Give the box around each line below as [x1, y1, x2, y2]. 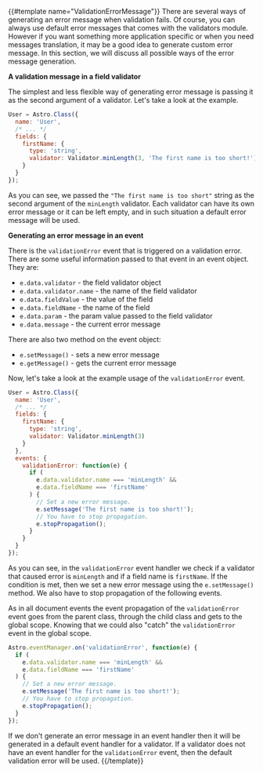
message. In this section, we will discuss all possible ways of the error [8, 49, 235, 57]
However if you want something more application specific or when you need [8, 31, 254, 41]
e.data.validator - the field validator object [19, 278, 162, 287]
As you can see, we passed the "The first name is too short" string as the [8, 190, 254, 199]
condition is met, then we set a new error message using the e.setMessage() [8, 580, 254, 589]
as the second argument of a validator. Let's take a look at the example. [8, 96, 239, 104]
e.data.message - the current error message [19, 319, 161, 329]
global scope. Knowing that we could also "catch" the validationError [8, 620, 236, 629]
